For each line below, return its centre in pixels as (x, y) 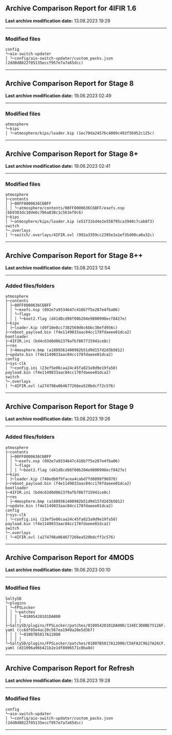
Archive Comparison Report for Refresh (70, 668)
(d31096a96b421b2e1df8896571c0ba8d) (56, 648)
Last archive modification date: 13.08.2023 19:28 (58, 681)
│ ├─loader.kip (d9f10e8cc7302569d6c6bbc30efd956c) (61, 328)
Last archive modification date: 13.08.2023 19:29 (58, 20)
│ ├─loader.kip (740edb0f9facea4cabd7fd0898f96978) (61, 479)
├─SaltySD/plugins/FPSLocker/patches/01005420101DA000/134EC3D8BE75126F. (86, 625)
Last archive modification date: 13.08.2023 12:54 (58, 268)
